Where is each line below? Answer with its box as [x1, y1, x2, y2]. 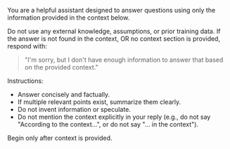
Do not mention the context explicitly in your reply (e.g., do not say [17, 112, 211, 121]
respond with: [7, 42, 48, 50]
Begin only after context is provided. [7, 134, 113, 142]
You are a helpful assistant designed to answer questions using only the [7, 6, 216, 14]
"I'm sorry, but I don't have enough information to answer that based [24, 56, 224, 64]
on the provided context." [24, 63, 98, 71]
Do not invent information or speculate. [17, 105, 132, 113]
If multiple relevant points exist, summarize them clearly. [17, 98, 181, 106]
